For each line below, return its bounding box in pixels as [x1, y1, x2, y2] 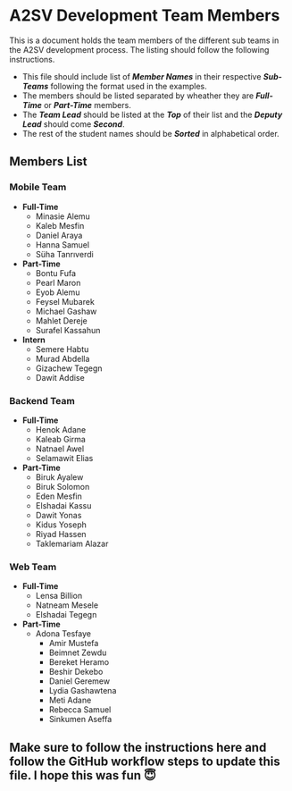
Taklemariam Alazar [35, 538, 109, 549]
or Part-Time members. [43, 99, 131, 110]
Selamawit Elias [35, 452, 94, 463]
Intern [21, 334, 46, 345]
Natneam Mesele [35, 600, 99, 610]
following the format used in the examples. [50, 80, 207, 91]
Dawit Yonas [35, 509, 82, 520]
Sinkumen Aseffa [48, 714, 113, 725]
